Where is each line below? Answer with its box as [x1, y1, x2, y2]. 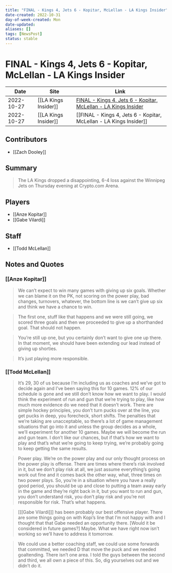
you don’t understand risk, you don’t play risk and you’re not [17, 494, 145, 500]
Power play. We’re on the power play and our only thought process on [17, 455, 165, 461]
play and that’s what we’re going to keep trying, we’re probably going [17, 440, 164, 446]
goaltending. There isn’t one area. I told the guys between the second [17, 552, 165, 558]
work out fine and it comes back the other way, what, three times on [17, 472, 162, 478]
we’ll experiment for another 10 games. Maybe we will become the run [17, 429, 166, 435]
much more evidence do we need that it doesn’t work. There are [17, 402, 154, 408]
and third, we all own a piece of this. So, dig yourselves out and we [17, 557, 159, 563]
